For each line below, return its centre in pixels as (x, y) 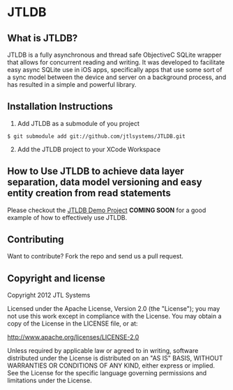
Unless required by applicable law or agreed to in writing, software (103, 351)
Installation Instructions (60, 107)
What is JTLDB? (43, 38)
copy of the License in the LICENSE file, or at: (73, 323)
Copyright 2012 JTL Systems (49, 295)
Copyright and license (57, 278)
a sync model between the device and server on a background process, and (117, 77)
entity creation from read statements (89, 193)
